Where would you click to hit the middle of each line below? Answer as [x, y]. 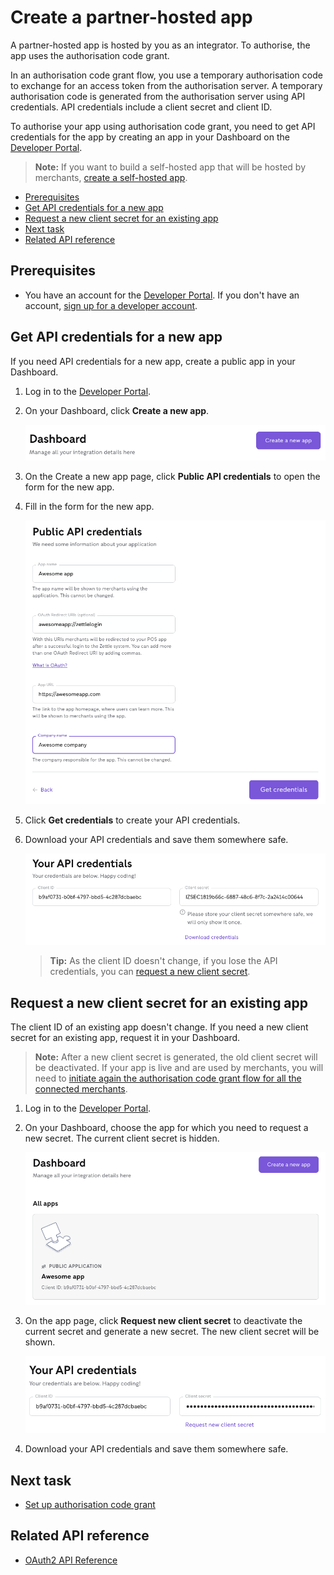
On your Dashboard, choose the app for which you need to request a [166, 1128]
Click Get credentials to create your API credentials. [132, 820]
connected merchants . [81, 1089]
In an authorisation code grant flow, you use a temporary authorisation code [166, 75]
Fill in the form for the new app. [89, 506]
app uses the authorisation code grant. [90, 55]
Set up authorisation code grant [90, 1504]
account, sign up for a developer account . [111, 305]
